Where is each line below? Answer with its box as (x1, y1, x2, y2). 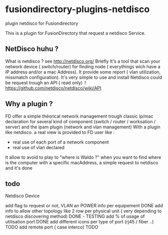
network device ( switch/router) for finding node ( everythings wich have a (5, 63, 160, 69)
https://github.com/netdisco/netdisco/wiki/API (5, 85, 102, 91)
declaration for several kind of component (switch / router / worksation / (5, 118, 156, 124)
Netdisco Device (5, 193, 40, 199)
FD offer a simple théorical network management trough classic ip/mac (5, 113, 153, 119)
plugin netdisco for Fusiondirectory (5, 20, 78, 26)
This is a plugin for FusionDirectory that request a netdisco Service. (5, 30, 146, 36)
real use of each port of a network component (12, 139, 109, 145)
